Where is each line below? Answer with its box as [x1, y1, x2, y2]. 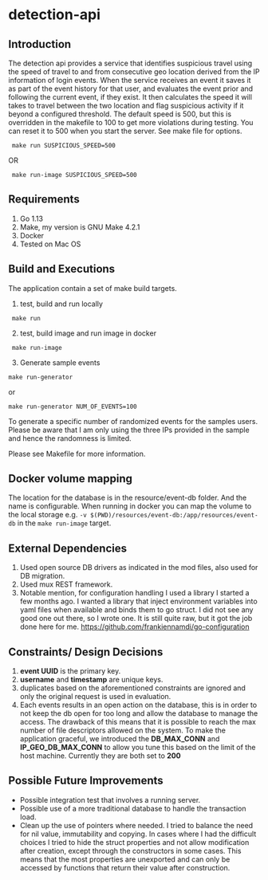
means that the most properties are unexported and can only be [19, 854, 231, 864]
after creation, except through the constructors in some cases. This [19, 846, 242, 855]
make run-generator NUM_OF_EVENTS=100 [8, 403, 137, 411]
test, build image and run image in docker [19, 328, 157, 338]
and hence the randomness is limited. [8, 433, 132, 443]
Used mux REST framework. [19, 579, 113, 589]
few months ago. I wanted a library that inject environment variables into [19, 596, 258, 607]
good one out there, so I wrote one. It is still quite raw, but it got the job [19, 614, 253, 623]
